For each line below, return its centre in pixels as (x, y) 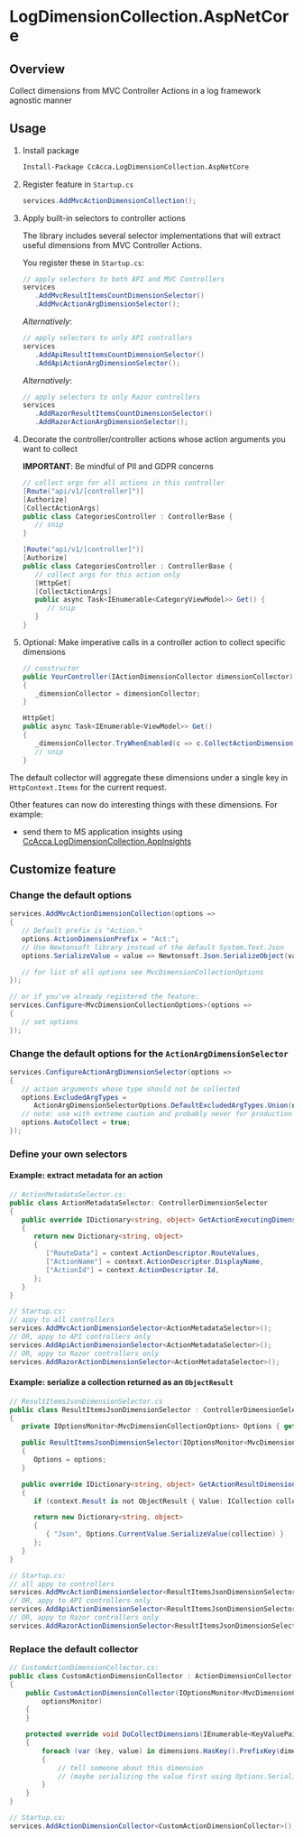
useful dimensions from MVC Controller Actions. (112, 245)
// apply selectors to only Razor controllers (111, 397)
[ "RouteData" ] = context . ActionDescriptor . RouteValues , (152, 1253)
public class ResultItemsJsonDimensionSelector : (105, 1409)
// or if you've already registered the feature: (105, 997)
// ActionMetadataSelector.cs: (68, 1195)
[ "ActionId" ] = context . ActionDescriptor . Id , (133, 1270)
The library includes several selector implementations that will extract (151, 236)
